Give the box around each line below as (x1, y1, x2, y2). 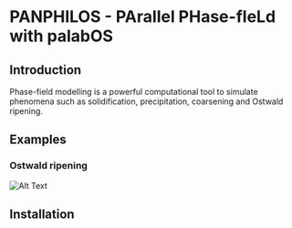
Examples (9, 132, 67, 148)
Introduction (9, 62, 82, 78)
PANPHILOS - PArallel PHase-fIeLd (9, 6, 276, 27)
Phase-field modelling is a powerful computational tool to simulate (9, 87, 258, 97)
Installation (9, 207, 75, 223)
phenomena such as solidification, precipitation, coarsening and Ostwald (9, 96, 284, 107)
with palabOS (9, 26, 114, 47)
